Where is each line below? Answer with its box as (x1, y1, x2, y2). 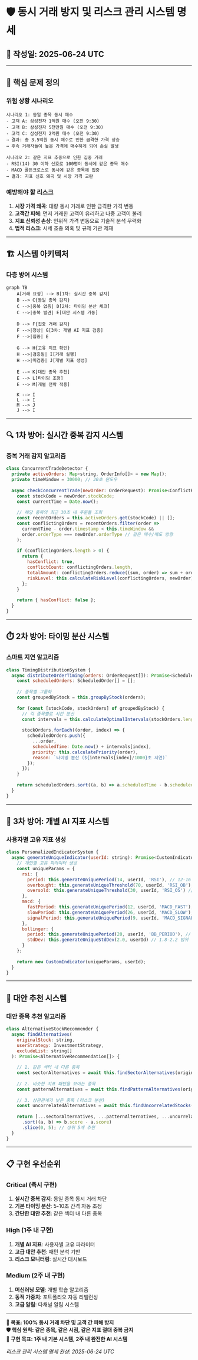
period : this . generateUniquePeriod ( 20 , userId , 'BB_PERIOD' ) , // (27, 931, 192, 937)
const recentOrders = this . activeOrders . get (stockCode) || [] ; (16, 515, 176, 521)
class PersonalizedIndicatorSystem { (6, 849, 99, 855)
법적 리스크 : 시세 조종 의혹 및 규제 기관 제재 (14, 225, 114, 232)
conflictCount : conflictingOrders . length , (27, 564, 133, 571)
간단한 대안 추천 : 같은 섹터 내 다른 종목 (14, 1210, 103, 1217)
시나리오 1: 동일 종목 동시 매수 (6, 111, 74, 118)
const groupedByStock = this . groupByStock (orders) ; (16, 694, 146, 700)
